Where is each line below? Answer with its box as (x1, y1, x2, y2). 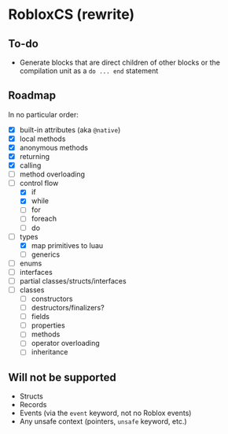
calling (19, 161, 42, 170)
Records (19, 400, 47, 410)
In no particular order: (8, 109, 79, 119)
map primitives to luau (31, 240, 104, 250)
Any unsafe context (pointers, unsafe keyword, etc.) (19, 417, 187, 426)
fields (31, 312, 50, 321)
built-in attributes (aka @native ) (19, 124, 121, 135)
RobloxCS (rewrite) (8, 6, 135, 24)
